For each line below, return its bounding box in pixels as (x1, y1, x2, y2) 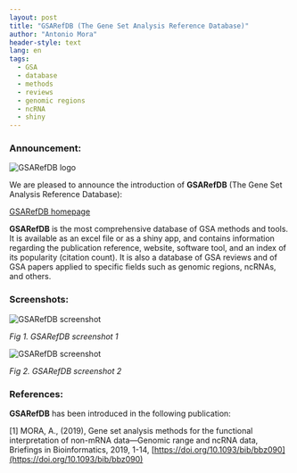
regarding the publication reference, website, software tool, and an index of (9, 243, 287, 253)
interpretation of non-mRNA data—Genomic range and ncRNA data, (9, 435, 259, 446)
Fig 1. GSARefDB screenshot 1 (9, 331, 119, 342)
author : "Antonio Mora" (9, 29, 98, 38)
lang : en (9, 46, 42, 55)
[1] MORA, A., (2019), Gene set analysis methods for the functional (9, 426, 253, 436)
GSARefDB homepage (9, 206, 91, 217)
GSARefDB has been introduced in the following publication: (9, 408, 232, 419)
